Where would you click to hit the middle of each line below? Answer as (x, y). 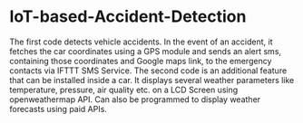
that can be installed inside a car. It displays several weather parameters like (152, 80)
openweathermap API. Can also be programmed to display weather (135, 99)
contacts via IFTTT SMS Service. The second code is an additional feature (148, 71)
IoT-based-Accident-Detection (128, 17)
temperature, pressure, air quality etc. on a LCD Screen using (124, 90)
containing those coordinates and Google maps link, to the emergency (141, 61)
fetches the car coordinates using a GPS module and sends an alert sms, (146, 51)
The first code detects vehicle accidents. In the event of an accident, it (142, 42)
